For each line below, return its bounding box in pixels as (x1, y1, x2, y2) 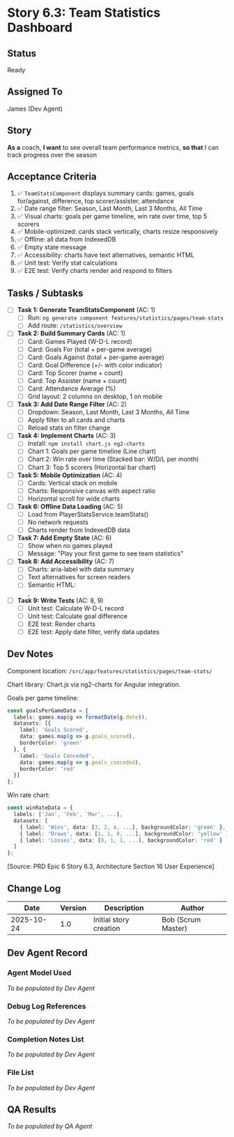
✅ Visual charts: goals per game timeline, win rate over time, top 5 (17, 212, 208, 221)
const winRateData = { (7, 804, 73, 812)
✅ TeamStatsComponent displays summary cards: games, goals (17, 189, 194, 198)
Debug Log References (7, 1001, 86, 1011)
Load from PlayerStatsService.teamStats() (27, 510, 149, 518)
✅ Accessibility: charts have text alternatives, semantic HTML (17, 251, 195, 259)
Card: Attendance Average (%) (27, 384, 116, 393)
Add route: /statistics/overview (27, 322, 123, 330)
